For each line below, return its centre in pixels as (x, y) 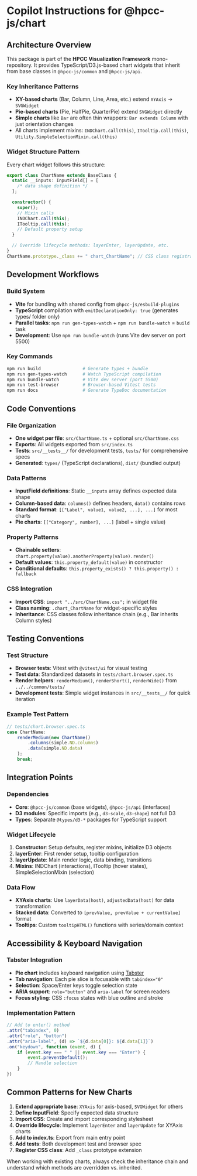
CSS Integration (30, 589)
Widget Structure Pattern (43, 152)
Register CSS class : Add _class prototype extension (78, 1150)
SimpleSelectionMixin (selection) (55, 872)
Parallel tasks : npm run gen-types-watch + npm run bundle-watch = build (102, 323)
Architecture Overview (49, 45)
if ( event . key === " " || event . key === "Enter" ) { (81, 1052)
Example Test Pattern (38, 715)
